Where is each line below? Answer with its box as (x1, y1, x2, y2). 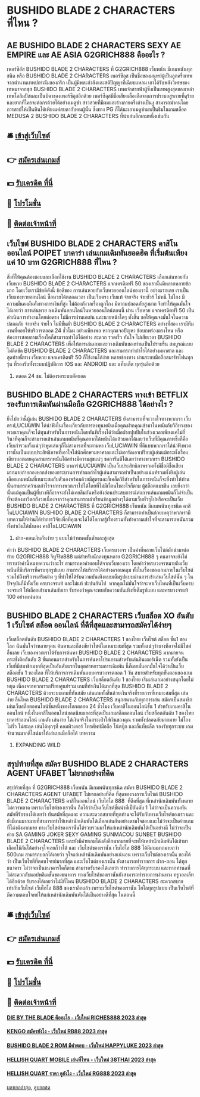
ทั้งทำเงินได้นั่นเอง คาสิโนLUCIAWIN (7, 522, 82, 529)
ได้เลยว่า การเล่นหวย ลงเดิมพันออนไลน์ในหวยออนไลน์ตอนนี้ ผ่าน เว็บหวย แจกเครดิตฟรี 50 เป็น (7, 306, 195, 313)
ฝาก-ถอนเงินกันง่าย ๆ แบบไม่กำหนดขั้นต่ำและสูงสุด (15, 534, 115, 541)
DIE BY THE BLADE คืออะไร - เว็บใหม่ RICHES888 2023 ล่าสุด (7, 1014, 146, 1021)
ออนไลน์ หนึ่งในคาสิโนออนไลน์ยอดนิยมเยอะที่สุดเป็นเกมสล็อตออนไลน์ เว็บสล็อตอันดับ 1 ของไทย (7, 710, 194, 717)
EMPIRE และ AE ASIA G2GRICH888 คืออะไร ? (7, 49, 165, 60)
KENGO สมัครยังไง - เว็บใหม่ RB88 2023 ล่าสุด (7, 1028, 108, 1035)
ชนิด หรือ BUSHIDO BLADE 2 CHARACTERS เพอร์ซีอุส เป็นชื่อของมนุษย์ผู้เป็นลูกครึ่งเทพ (7, 72, 193, 79)
